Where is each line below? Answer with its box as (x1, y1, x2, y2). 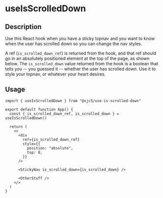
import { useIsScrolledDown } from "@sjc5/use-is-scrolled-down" (5, 98, 141, 103)
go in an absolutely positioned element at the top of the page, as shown (5, 56, 150, 61)
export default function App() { (5, 107, 73, 112)
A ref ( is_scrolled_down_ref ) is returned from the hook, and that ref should (5, 50, 157, 56)
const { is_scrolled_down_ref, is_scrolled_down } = (9, 111, 119, 116)
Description (5, 23, 42, 31)
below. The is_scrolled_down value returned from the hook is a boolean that (5, 61, 158, 66)
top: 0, (26, 150, 43, 155)
